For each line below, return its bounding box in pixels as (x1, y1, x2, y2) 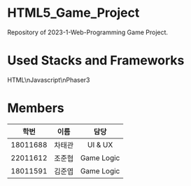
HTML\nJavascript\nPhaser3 (7, 76, 90, 84)
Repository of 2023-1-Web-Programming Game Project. (7, 28, 169, 36)
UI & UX (87, 140, 113, 150)
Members (7, 100, 64, 116)
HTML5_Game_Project (7, 5, 140, 21)
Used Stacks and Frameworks (7, 52, 185, 69)
